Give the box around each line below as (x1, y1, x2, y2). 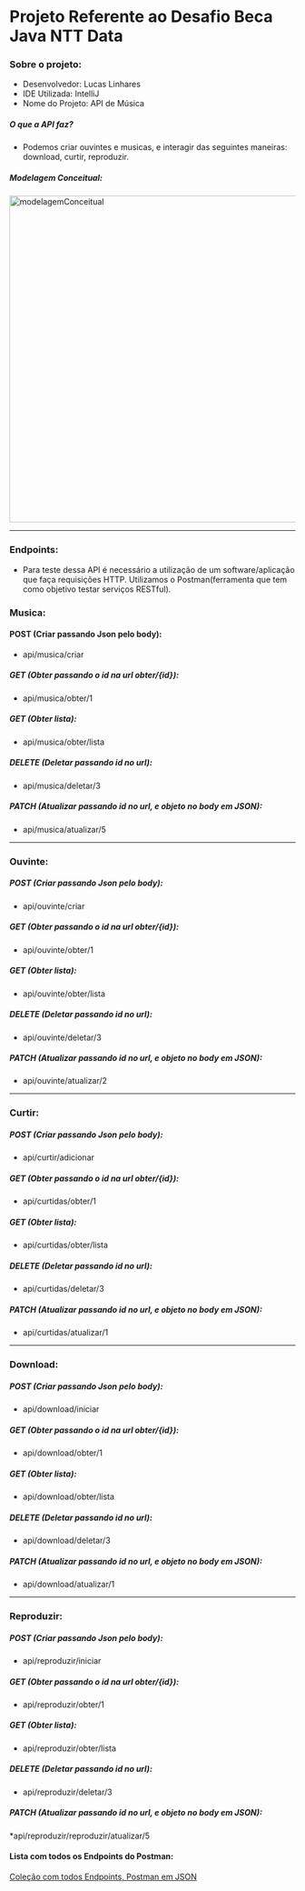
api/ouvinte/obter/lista (22, 988, 106, 999)
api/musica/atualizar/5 (22, 824, 107, 835)
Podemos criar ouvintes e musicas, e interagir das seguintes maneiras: (22, 142, 288, 153)
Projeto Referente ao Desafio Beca (9, 6, 274, 27)
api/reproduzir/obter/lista (22, 1743, 116, 1754)
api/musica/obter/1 (22, 693, 93, 704)
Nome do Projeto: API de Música (22, 98, 145, 109)
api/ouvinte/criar (22, 900, 85, 911)
